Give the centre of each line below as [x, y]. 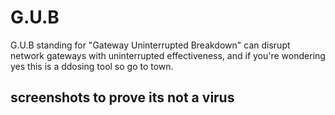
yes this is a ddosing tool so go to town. [92, 66]
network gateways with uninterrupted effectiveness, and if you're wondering [168, 55]
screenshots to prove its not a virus [122, 97]
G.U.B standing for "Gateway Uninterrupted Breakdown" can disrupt [150, 45]
